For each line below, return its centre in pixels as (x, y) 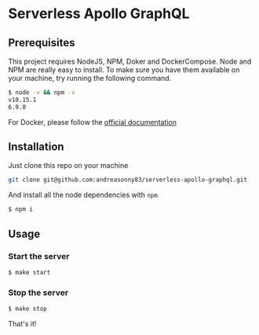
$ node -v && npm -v (42, 93)
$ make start (29, 272)
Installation (36, 147)
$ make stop (27, 309)
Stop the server (38, 293)
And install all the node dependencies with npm (83, 195)
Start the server (39, 256)
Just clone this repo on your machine (68, 166)
